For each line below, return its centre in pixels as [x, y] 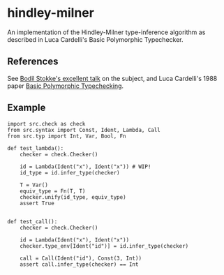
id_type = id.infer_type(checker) [70, 172]
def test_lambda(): [36, 148]
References [33, 62]
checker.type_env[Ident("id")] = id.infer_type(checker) [104, 246]
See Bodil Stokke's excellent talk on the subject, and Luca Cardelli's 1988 [112, 78]
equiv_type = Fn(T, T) [53, 191]
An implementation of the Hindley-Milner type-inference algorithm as [106, 32]
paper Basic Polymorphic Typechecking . [66, 86]
